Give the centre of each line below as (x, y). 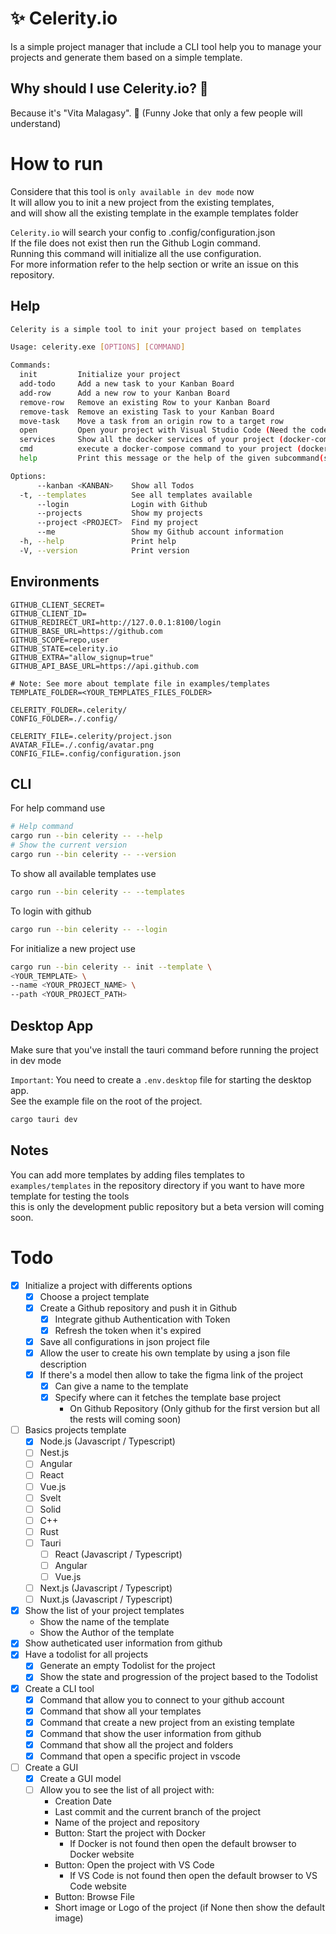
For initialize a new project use (73, 948)
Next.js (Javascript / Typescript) (106, 1588)
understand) (36, 123)
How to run (57, 163)
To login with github (51, 911)
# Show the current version (69, 845)
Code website (98, 1886)
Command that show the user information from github (150, 1733)
